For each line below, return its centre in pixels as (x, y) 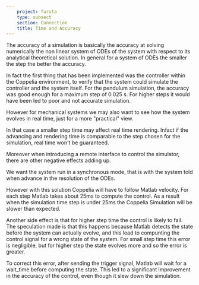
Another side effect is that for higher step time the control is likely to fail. (94, 220)
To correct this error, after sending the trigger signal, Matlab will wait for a (97, 263)
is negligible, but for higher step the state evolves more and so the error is (97, 246)
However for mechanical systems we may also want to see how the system (98, 112)
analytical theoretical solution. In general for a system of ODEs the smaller (97, 58)
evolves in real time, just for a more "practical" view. (70, 119)
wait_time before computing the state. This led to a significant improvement (99, 270)
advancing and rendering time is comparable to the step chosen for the (93, 137)
